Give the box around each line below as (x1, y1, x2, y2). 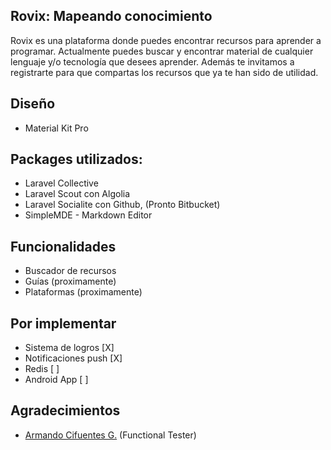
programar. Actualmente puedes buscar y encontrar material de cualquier (10, 45, 314, 57)
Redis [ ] (24, 363, 60, 375)
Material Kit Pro (24, 122, 89, 134)
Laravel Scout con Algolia (24, 188, 131, 200)
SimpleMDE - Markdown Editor (24, 209, 153, 221)
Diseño (10, 95, 56, 113)
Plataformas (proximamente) (24, 286, 143, 298)
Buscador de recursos (24, 265, 117, 277)
